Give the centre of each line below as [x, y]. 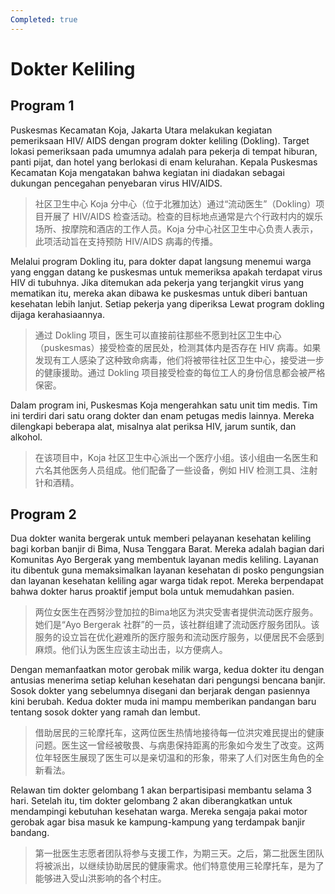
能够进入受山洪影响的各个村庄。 [100, 878]
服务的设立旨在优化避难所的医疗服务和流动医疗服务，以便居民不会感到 [179, 637]
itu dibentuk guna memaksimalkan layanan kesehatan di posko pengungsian [167, 570]
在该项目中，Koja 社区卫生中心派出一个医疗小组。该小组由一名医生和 [176, 457]
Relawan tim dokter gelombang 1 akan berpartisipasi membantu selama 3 [161, 790]
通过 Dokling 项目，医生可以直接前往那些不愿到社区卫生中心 [158, 335]
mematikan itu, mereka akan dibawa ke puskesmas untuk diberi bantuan [159, 293]
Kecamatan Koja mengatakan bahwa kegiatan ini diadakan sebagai [147, 172]
